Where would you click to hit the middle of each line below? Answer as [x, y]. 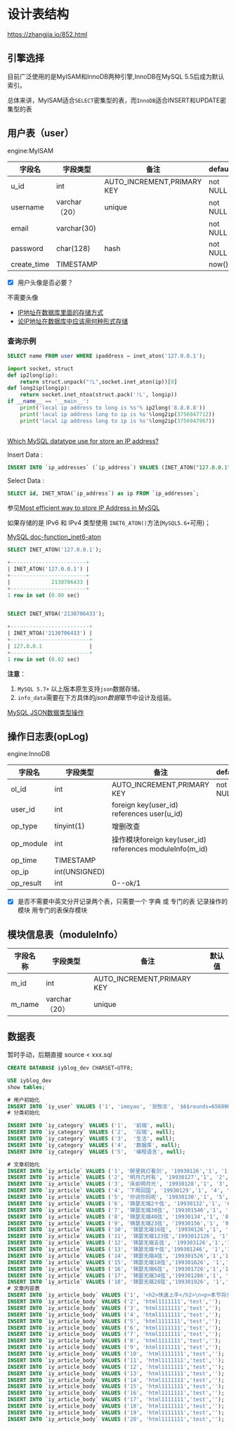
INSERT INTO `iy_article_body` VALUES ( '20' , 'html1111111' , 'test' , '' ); [116, 1419]
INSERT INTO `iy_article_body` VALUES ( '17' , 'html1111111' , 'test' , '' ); [116, 1400]
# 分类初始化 [24, 1113]
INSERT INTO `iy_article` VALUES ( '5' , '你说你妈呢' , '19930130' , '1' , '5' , [118, 1197]
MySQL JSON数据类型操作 [46, 712]
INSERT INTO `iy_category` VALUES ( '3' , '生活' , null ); [91, 1139]
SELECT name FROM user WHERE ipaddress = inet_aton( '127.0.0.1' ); [106, 356]
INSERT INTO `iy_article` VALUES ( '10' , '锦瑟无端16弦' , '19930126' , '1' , [115, 1230]
